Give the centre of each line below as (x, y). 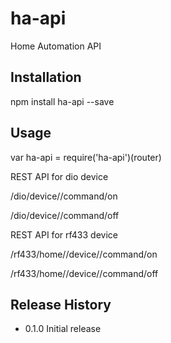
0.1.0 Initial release (63, 329)
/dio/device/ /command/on (64, 196)
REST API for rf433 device (64, 234)
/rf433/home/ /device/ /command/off (84, 273)
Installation (46, 77)
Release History (61, 304)
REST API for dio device (59, 176)
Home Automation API (56, 46)
